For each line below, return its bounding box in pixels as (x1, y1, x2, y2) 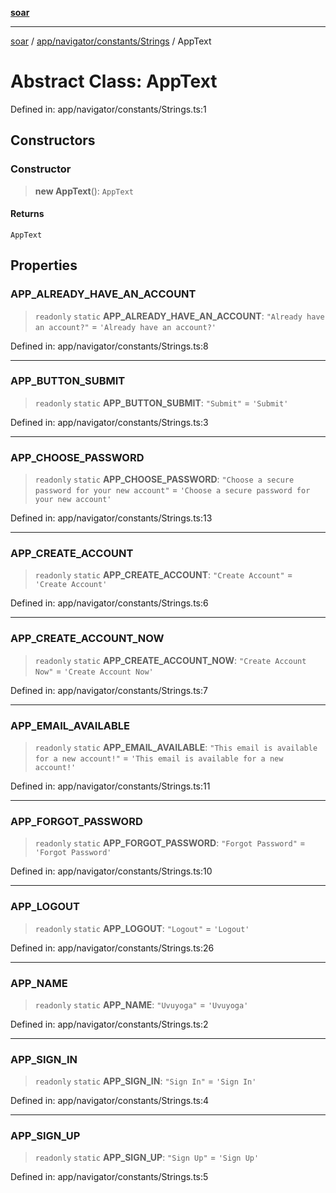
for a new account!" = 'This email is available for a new (34, 752, 284, 764)
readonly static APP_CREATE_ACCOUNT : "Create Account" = (34, 569, 293, 581)
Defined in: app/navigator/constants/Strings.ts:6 (10, 597, 209, 609)
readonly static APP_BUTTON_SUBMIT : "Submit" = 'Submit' (34, 397, 289, 409)
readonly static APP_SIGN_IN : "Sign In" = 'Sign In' (34, 1075, 257, 1087)
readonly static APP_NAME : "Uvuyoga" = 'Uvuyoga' (34, 998, 249, 1011)
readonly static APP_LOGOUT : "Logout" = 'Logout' (34, 922, 250, 934)
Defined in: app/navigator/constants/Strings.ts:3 (10, 416, 209, 428)
